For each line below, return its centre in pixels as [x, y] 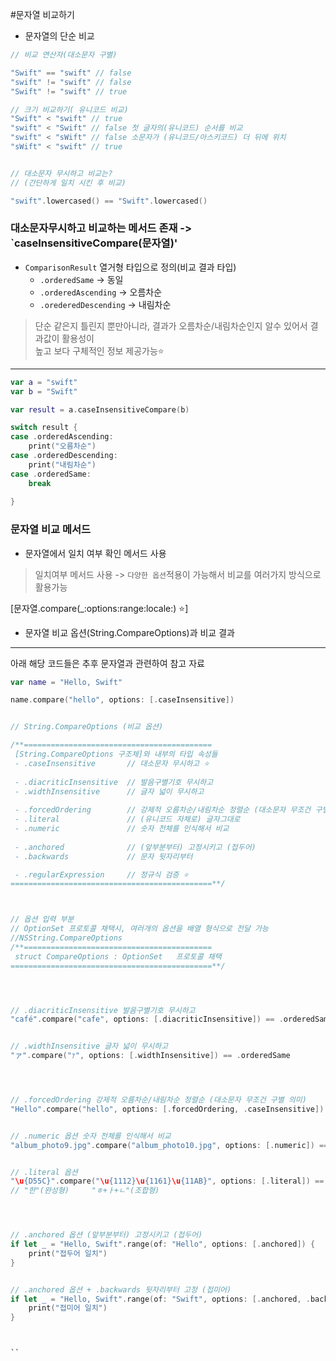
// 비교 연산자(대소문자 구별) [64, 55]
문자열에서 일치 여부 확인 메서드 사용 [95, 553]
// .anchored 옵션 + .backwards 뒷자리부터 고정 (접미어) [121, 1289]
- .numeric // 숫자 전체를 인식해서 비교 [122, 829]
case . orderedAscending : [62, 437]
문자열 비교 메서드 [51, 530]
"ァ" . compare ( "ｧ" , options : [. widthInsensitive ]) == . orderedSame [150, 1056]
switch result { [44, 428]
